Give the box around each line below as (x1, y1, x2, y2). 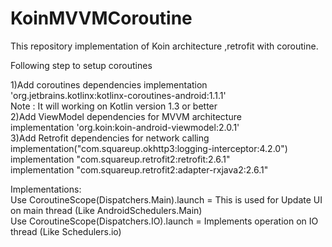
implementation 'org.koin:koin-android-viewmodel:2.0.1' (10, 121, 240, 133)
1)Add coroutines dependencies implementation (10, 78, 208, 91)
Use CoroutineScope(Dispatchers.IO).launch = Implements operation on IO (10, 215, 319, 227)
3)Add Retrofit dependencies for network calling (10, 132, 210, 144)
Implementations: (10, 183, 82, 195)
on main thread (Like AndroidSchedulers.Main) (10, 204, 203, 216)
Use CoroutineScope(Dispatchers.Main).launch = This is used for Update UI (10, 193, 323, 206)
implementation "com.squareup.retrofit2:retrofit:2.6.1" (10, 153, 231, 165)
